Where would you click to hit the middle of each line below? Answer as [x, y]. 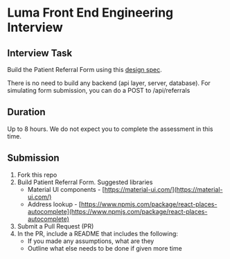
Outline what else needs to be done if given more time [105, 248]
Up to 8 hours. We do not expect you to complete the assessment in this [110, 129]
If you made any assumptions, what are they [91, 241]
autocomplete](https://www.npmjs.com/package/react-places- [117, 211]
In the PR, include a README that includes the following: [98, 233]
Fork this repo [37, 175]
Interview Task [40, 53]
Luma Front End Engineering [90, 13]
